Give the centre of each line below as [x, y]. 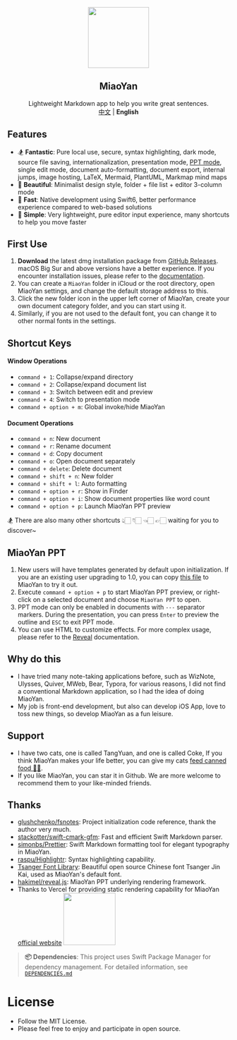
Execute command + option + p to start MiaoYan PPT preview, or [110, 592]
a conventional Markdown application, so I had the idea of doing [111, 691]
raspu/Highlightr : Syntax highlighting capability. [86, 859]
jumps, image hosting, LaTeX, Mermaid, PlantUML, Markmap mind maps [122, 177]
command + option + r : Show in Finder [73, 491]
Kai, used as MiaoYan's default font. [69, 874]
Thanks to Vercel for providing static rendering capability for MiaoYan [119, 890]
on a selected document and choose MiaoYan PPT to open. [117, 600]
